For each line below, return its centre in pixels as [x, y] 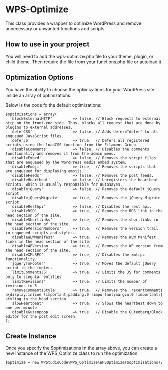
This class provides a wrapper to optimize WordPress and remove [73, 23]
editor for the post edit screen [40, 316]
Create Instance [31, 336]
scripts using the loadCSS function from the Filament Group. [72, 145]
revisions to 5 [21, 286]
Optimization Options [39, 78]
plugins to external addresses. [39, 127]
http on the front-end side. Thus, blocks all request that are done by [83, 123]
